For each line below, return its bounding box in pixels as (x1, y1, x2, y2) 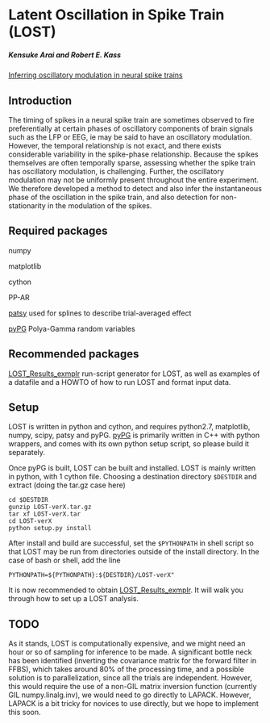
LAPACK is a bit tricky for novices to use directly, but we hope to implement (8, 699, 260, 708)
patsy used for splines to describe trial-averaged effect (8, 308, 192, 318)
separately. (8, 448, 46, 458)
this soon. (8, 708, 42, 717)
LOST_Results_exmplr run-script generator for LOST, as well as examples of (8, 369, 260, 378)
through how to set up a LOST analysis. (8, 594, 139, 604)
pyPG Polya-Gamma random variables (8, 324, 135, 333)
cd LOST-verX (8, 517, 52, 525)
